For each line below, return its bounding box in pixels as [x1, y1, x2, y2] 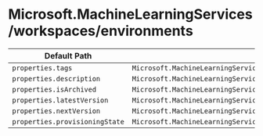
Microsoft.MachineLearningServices [8, 5, 253, 23]
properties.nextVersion [12, 106, 101, 115]
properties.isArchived [12, 84, 96, 94]
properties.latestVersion [12, 95, 109, 105]
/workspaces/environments [8, 22, 193, 40]
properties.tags [12, 63, 73, 72]
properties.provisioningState [12, 117, 125, 126]
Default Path [44, 50, 92, 61]
